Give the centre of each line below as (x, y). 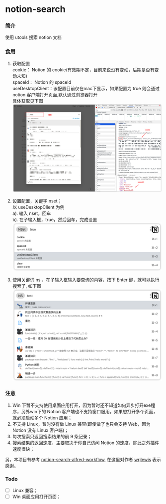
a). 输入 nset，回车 (32, 213)
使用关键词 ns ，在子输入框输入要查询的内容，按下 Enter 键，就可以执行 (86, 280)
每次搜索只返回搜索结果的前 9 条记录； (52, 436)
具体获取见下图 (28, 101)
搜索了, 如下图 (27, 286)
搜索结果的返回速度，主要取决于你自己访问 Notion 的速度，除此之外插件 (86, 443)
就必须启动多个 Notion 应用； (42, 418)
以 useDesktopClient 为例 (38, 207)
